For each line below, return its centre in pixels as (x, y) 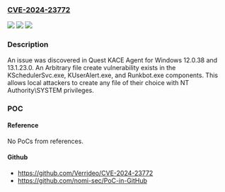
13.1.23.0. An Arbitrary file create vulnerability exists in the (92, 67)
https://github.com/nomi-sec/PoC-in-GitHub (82, 180)
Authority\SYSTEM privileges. (51, 90)
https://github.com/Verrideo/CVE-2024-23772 (85, 173)
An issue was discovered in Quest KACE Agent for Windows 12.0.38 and (112, 60)
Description (28, 45)
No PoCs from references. (45, 141)
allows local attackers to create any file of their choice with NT (98, 82)
